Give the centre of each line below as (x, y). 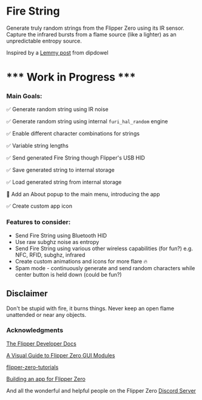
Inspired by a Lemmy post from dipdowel (57, 52)
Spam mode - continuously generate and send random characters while (105, 268)
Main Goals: (24, 97)
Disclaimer (27, 293)
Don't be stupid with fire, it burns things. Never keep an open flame (90, 308)
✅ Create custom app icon (39, 206)
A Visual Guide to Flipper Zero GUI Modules (61, 355)
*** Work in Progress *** (71, 77)
